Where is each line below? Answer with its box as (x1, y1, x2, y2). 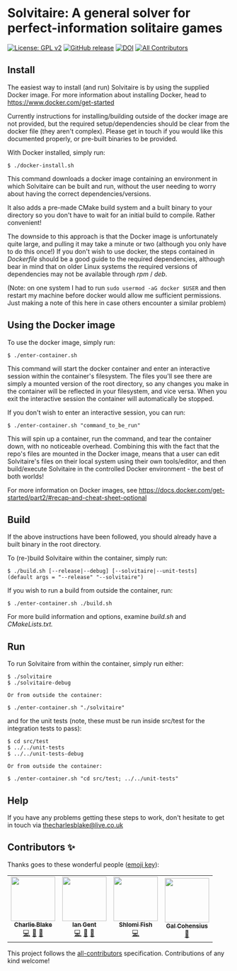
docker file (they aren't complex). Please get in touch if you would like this (7, 126, 224, 136)
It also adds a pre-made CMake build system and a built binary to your (7, 203, 212, 212)
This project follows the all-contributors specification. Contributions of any (7, 949, 225, 958)
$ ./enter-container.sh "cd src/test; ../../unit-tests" (7, 775, 179, 782)
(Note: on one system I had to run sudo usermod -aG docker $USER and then (7, 283, 226, 292)
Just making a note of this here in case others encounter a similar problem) (7, 298, 226, 307)
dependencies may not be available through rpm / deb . (7, 270, 168, 278)
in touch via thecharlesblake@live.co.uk (7, 821, 124, 829)
